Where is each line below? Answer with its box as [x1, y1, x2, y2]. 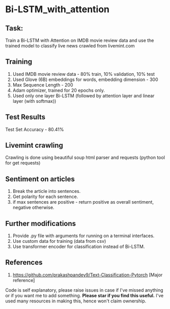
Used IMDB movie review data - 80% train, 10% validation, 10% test [12, 71, 155, 77]
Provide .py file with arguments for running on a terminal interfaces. [12, 233, 155, 239]
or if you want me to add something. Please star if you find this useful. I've [5, 292, 164, 298]
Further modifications [5, 219, 76, 228]
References [5, 258, 43, 267]
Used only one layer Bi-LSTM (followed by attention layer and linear [12, 93, 155, 99]
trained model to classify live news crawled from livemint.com [5, 43, 135, 49]
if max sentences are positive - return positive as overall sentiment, [12, 199, 154, 205]
